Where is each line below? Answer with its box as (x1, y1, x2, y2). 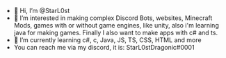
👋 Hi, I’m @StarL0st (13, 7, 70, 14)
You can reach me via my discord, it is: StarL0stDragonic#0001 (13, 43, 195, 51)
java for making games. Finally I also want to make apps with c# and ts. (13, 28, 218, 37)
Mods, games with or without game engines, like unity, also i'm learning (13, 21, 219, 29)
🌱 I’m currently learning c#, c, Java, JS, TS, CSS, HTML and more (13, 36, 202, 44)
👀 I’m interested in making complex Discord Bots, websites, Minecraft (13, 14, 213, 22)
